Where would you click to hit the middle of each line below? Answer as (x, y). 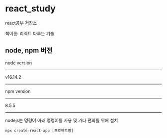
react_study (31, 9)
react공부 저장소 (21, 23)
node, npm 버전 (29, 51)
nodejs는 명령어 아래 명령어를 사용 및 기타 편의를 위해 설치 (62, 120)
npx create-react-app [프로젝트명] (39, 131)
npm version (18, 91)
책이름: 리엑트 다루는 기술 (30, 33)
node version (19, 63)
